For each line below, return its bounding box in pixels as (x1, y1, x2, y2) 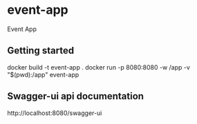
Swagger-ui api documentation (7, 90, 144, 102)
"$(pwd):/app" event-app (7, 70, 79, 79)
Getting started (7, 45, 75, 56)
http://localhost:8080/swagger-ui (7, 109, 102, 117)
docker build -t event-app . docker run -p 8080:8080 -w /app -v (7, 63, 190, 71)
